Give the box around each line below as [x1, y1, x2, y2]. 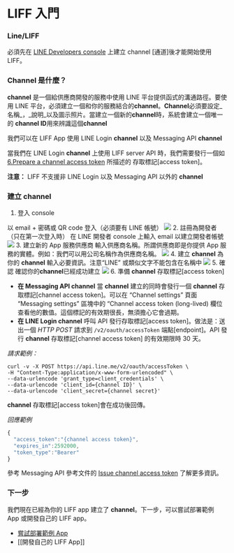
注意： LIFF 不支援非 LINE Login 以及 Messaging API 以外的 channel [7, 172, 204, 181]
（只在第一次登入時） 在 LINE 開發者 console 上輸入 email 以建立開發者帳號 [7, 233, 224, 241]
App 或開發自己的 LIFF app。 [7, 514, 91, 522]
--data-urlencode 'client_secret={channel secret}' [7, 388, 161, 395]
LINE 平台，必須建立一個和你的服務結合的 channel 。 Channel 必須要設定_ [15, 101, 223, 110]
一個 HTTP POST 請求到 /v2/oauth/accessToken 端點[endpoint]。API [23, 325, 220, 334]
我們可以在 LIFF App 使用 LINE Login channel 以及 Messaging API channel [7, 133, 222, 142]
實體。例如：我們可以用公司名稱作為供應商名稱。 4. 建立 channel [19, 250, 217, 258]
